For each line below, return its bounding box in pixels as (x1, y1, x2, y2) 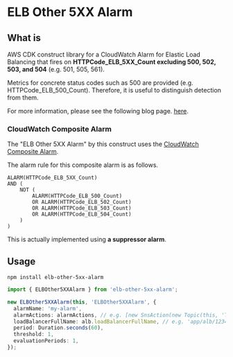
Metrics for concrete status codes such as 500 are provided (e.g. (7, 79, 193, 87)
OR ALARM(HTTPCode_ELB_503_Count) (32, 205, 132, 212)
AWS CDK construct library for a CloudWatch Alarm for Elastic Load (7, 50, 201, 58)
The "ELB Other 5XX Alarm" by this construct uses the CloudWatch (7, 140, 199, 148)
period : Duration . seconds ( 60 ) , (13, 324, 104, 331)
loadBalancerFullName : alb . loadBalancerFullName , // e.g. (13, 318, 185, 325)
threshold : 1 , (13, 331, 54, 338)
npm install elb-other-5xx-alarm (7, 274, 104, 281)
